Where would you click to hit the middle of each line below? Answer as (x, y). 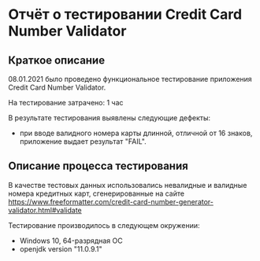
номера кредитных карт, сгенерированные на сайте (97, 193)
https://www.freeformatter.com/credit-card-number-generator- (111, 201)
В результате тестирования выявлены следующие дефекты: (110, 118)
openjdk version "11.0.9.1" (61, 248)
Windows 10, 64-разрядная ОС (71, 241)
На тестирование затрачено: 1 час (66, 103)
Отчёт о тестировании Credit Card (125, 15)
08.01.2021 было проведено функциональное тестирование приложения (130, 79)
